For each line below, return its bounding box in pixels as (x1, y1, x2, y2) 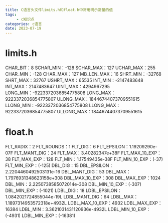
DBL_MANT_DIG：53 (61, 169, 105, 174)
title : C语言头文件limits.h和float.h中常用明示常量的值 (5, 7, 113, 13)
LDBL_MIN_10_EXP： (108, 206, 151, 212)
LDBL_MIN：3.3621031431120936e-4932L (19, 206, 107, 212)
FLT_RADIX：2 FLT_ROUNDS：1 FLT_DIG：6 (5, 144, 96, 149)
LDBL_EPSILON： (85, 187, 122, 193)
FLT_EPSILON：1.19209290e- (97, 144, 158, 149)
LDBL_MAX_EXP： (124, 200, 162, 206)
